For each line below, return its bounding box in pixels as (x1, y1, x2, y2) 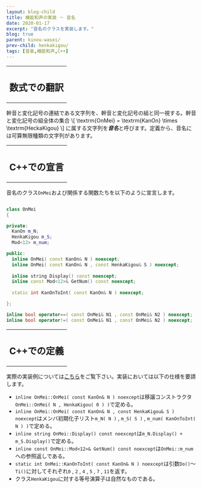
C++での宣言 (9, 161, 65, 173)
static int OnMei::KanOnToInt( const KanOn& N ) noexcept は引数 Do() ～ (14, 460, 196, 467)
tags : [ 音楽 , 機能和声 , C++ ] (6, 48, 69, 54)
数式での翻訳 (9, 82, 64, 94)
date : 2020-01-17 (6, 20, 50, 26)
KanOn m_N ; (11, 228, 39, 234)
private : (6, 223, 28, 229)
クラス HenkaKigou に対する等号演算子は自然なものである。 (14, 475, 159, 483)
